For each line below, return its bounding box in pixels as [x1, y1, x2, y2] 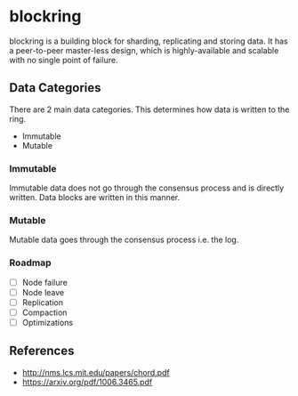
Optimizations [21, 317, 74, 327]
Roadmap [9, 256, 52, 269]
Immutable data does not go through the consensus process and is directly [9, 182, 285, 193]
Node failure [21, 277, 68, 287]
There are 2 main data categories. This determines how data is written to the [9, 104, 290, 115]
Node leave [21, 287, 65, 297]
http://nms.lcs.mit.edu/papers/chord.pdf [21, 367, 171, 377]
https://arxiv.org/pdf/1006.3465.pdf [21, 376, 153, 387]
